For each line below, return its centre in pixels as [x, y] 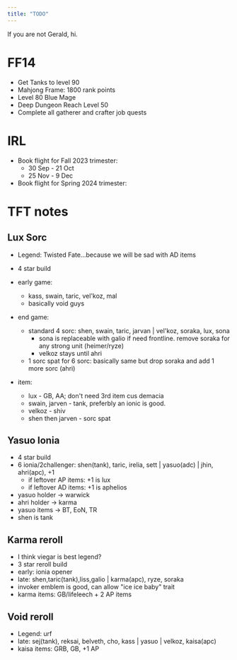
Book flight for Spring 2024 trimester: [72, 183]
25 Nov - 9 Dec [51, 175]
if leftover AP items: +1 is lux [69, 480]
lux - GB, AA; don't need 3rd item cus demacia [96, 395]
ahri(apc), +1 [36, 473]
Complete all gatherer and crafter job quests [82, 112]
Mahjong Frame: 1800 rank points [66, 90]
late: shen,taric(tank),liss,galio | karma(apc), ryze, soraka [100, 579]
